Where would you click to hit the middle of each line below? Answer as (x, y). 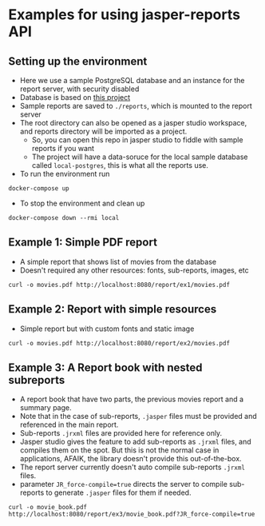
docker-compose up (39, 189)
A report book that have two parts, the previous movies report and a (132, 399)
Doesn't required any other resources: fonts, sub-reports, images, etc (134, 270)
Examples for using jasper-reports (125, 15)
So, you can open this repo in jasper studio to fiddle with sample (137, 140)
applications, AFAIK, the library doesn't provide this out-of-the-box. (131, 459)
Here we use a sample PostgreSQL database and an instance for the (132, 80)
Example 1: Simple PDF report (83, 243)
